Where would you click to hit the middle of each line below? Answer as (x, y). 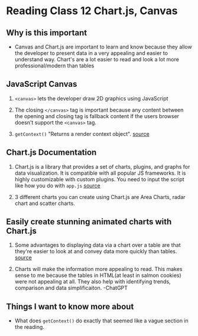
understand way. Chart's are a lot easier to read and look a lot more (97, 59)
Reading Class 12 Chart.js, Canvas (92, 11)
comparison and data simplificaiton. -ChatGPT (71, 288)
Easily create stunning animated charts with (89, 222)
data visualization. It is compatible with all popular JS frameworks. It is (100, 173)
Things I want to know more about (70, 306)
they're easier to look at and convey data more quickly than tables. (96, 252)
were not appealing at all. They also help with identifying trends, (92, 282)
